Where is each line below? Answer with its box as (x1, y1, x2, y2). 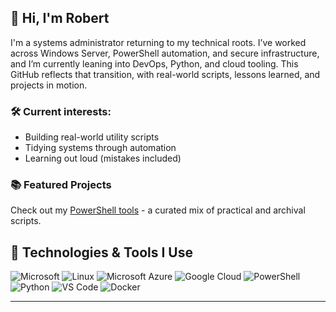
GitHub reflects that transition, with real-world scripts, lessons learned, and (10, 68, 321, 80)
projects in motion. (10, 79, 88, 91)
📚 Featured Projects (10, 178, 112, 192)
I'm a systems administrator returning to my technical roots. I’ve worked (10, 36, 307, 48)
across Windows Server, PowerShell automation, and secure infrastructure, (10, 47, 320, 59)
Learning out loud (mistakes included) (24, 152, 182, 165)
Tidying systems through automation (24, 142, 177, 154)
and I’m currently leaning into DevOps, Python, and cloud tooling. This (10, 57, 299, 70)
